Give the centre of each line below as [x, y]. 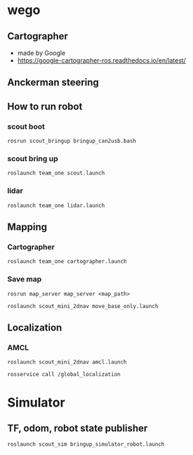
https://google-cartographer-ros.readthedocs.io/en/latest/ [101, 60]
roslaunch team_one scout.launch [56, 173]
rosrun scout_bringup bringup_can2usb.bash [72, 141]
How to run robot [45, 107]
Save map [25, 279]
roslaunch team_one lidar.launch [56, 205]
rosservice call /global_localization [64, 375]
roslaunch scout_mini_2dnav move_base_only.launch [83, 306]
